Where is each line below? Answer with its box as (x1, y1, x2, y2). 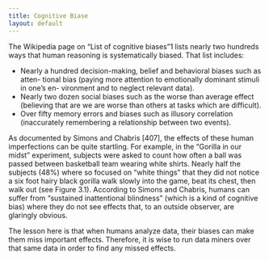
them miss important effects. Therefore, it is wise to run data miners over (8, 234, 251, 244)
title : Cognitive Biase (8, 11, 89, 20)
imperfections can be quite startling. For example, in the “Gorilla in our (8, 141, 242, 151)
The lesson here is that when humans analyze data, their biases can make (8, 225, 254, 235)
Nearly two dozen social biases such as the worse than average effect (19, 91, 254, 101)
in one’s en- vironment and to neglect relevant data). (19, 82, 195, 93)
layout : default (8, 19, 63, 27)
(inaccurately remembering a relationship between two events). (19, 117, 232, 127)
